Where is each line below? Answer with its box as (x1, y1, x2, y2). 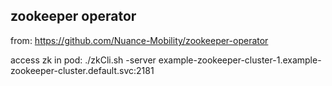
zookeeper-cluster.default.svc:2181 (10, 64, 155, 76)
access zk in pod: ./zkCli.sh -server (10, 54, 157, 66)
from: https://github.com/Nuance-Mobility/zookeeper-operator (10, 34, 269, 46)
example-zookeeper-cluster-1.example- (158, 54, 322, 66)
